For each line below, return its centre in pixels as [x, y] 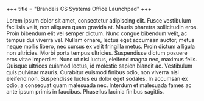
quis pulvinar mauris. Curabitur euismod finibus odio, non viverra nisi [93, 72]
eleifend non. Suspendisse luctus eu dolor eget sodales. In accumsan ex [97, 79]
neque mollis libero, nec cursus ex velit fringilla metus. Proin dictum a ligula [100, 46]
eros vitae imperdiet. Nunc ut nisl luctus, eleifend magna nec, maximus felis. [102, 59]
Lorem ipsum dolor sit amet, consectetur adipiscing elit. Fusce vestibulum [99, 20]
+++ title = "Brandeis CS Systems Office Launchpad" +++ [79, 9]
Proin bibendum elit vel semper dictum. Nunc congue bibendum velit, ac [97, 33]
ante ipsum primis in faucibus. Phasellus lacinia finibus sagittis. [85, 92]
